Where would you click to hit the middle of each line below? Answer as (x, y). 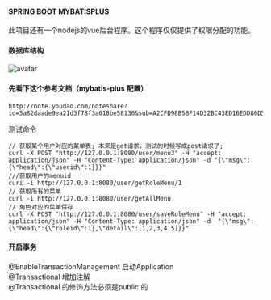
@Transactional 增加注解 (50, 277)
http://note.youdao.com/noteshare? (68, 106)
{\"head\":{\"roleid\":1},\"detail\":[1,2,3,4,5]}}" (99, 228)
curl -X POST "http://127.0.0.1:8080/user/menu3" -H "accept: (115, 153)
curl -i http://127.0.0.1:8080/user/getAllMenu (90, 198)
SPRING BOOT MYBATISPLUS (59, 11)
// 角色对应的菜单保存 (41, 207)
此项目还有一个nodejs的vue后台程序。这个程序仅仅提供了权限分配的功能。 (132, 30)
